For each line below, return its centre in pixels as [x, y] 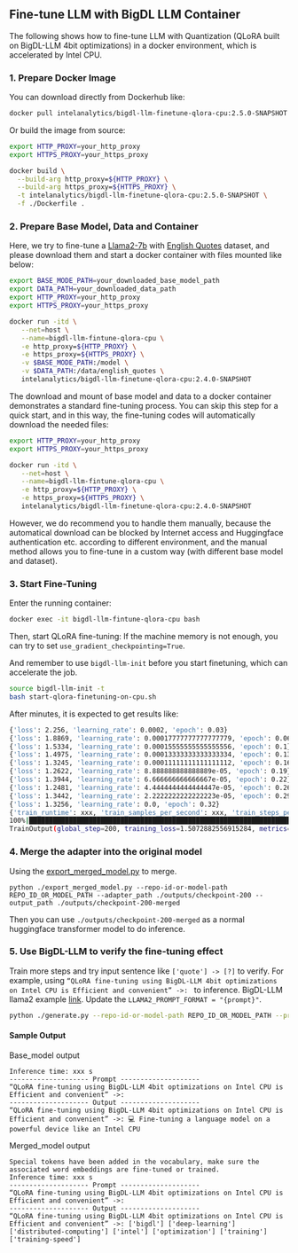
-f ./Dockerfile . [51, 204]
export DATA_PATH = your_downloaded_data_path [93, 289]
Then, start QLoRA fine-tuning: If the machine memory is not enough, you [144, 637]
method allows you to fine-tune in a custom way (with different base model [146, 551]
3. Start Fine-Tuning [53, 583]
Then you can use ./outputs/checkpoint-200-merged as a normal [127, 919]
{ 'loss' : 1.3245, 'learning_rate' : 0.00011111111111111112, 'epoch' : [141, 763]
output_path [31, 903]
